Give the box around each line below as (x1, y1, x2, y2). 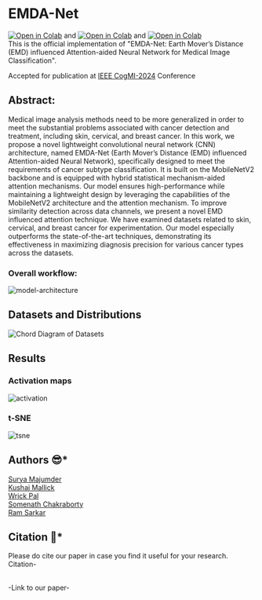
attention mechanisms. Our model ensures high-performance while (8, 181, 225, 191)
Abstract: (8, 93, 56, 107)
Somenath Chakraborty (8, 499, 84, 509)
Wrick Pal (8, 491, 39, 500)
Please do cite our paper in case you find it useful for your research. (8, 551, 229, 561)
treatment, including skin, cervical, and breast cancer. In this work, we (8, 131, 235, 141)
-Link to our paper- (8, 583, 70, 593)
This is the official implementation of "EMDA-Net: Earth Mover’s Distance (8, 38, 244, 48)
